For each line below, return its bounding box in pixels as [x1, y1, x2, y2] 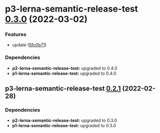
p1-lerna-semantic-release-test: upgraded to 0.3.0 [12, 123, 116, 129]
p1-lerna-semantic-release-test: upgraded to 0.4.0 [12, 70, 117, 76]
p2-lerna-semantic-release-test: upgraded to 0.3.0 [12, 117, 118, 123]
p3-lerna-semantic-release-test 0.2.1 [5, 84, 121, 93]
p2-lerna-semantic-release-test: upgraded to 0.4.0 [12, 65, 118, 71]
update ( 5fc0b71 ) [12, 42, 47, 48]
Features [5, 31, 27, 38]
